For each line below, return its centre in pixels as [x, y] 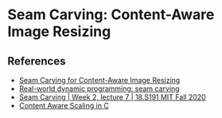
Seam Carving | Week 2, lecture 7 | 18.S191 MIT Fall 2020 [112, 97]
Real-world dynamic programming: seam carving [99, 88]
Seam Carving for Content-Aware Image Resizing [99, 80]
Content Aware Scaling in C [64, 106]
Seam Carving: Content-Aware [111, 15]
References [37, 61]
